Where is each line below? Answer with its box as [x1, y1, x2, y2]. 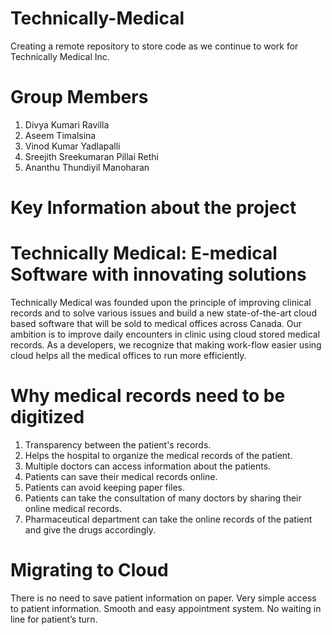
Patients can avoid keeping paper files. [24, 481, 186, 493]
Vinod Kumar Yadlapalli [24, 140, 121, 152]
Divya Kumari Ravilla [24, 118, 110, 131]
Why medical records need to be [10, 385, 286, 407]
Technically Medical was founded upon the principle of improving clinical [10, 297, 312, 308]
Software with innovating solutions [10, 263, 307, 286]
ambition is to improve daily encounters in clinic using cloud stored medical [10, 328, 321, 340]
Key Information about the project [10, 197, 297, 219]
